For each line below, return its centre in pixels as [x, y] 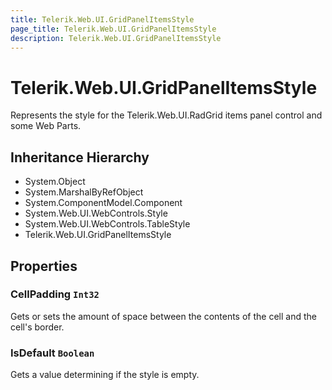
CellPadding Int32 [55, 294]
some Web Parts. [46, 126]
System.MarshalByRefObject [84, 192]
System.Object [55, 182]
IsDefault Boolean [52, 353]
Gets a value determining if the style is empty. [105, 375]
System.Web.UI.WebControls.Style [96, 213]
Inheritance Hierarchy [80, 157]
